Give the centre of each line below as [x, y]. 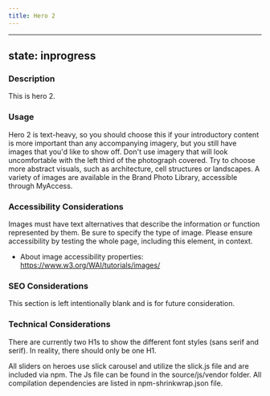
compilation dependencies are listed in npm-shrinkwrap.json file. [116, 383]
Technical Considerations [59, 325]
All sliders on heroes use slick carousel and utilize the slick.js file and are [129, 365]
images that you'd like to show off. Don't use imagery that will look [118, 151]
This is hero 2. [32, 96]
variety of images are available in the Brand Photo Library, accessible [123, 177]
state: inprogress [52, 56]
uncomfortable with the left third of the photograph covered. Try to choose [132, 160]
